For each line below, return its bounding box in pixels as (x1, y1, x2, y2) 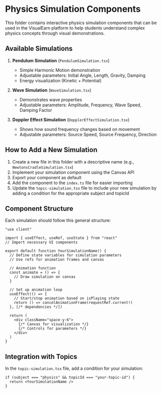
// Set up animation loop (9, 287, 63, 293)
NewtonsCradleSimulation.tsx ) (12, 164, 74, 170)
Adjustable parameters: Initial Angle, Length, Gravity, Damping (19, 72, 146, 78)
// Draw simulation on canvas (14, 274, 76, 279)
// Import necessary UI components (5, 240, 78, 245)
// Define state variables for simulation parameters (9, 253, 122, 258)
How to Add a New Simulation (5, 146, 98, 154)
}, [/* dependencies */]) (9, 304, 63, 310)
